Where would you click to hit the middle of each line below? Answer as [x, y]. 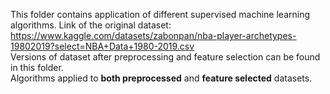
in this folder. [37, 67]
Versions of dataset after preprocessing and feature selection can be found [165, 57]
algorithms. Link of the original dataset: [91, 25]
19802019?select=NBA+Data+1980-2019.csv [102, 46]
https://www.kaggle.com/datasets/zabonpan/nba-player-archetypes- [153, 35]
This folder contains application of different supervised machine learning [160, 14]
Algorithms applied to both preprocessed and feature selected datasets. [161, 78]
